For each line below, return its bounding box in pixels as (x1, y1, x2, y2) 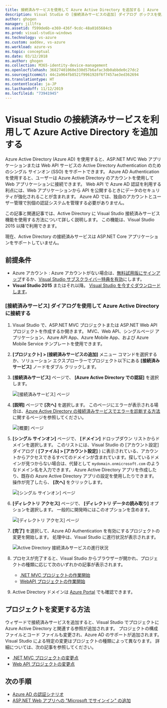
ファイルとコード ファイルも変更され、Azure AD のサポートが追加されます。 (5, 632, 162, 638)
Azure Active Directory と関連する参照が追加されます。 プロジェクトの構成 (5, 626, 158, 632)
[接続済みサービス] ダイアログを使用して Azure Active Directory (5, 302, 160, 309)
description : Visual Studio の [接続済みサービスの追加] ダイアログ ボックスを (5, 12, 158, 17)
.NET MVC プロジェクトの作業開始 (19, 572, 90, 578)
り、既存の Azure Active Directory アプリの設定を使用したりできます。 (12, 473, 157, 479)
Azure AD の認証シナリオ (12, 692, 64, 698)
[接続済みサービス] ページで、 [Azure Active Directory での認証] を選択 (12, 375, 159, 381)
